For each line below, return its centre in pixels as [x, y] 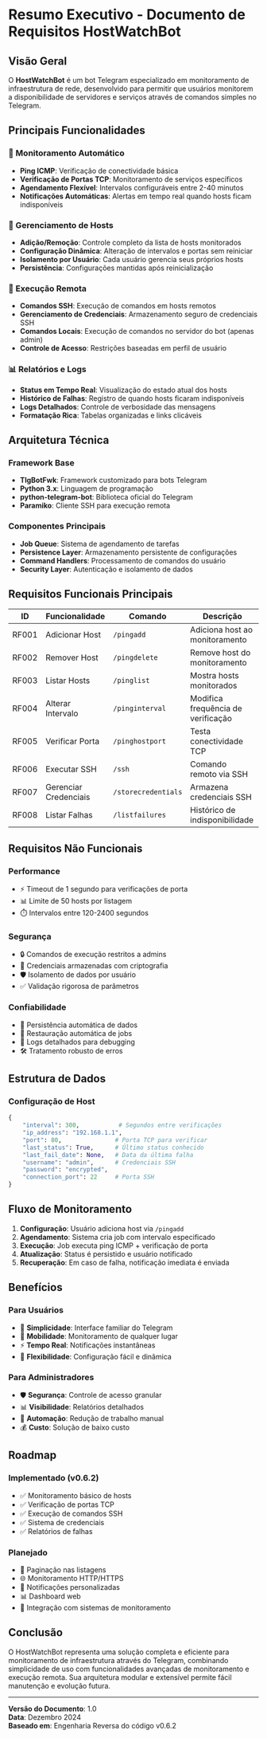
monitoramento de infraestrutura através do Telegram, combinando [118, 1660]
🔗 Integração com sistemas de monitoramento [95, 1607]
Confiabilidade [37, 1007]
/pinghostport [139, 741]
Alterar [58, 704]
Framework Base [41, 462]
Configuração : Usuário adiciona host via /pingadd [102, 1228]
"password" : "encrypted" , [66, 1170]
